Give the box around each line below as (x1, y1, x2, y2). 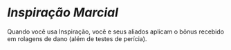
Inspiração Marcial (7, 5, 119, 21)
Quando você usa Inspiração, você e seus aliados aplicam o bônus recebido (7, 27, 225, 36)
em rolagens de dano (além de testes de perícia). (7, 34, 147, 42)
